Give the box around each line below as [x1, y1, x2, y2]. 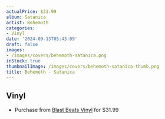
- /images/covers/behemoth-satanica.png [6, 52, 107, 58]
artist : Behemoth [6, 19, 49, 25]
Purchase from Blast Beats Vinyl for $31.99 [14, 107, 119, 114]
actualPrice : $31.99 [6, 8, 57, 15]
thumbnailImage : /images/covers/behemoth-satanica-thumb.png [6, 63, 160, 70]
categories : [6, 25, 35, 31]
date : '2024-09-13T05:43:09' [6, 36, 78, 42]
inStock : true [6, 58, 41, 64]
